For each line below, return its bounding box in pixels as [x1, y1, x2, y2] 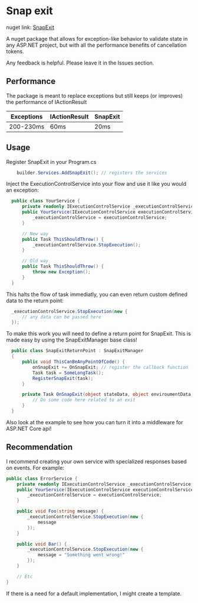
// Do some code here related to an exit [32, 397, 136, 403]
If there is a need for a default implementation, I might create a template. [6, 590, 181, 597]
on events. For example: [6, 464, 65, 471]
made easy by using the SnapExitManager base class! [6, 336, 137, 344]
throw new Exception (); [32, 269, 91, 275]
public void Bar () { [16, 541, 67, 547]
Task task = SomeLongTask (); [32, 370, 104, 376]
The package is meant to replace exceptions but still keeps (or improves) [6, 92, 183, 99]
